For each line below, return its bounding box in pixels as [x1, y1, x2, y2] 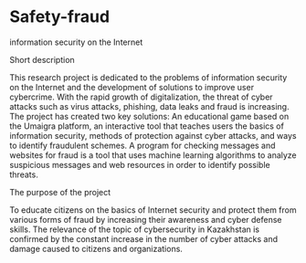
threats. [9, 169, 38, 180]
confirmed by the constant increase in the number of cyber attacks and [9, 233, 279, 244]
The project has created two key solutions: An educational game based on [9, 110, 290, 121]
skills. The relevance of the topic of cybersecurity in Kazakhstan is [9, 224, 260, 235]
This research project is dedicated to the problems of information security [9, 71, 288, 83]
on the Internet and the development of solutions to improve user [9, 81, 254, 92]
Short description [9, 54, 75, 65]
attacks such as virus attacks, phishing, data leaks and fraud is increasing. [9, 100, 290, 111]
